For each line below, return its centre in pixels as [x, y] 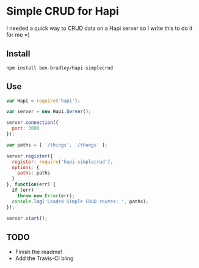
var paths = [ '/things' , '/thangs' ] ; [57, 145]
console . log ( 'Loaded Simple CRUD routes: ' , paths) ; [80, 201]
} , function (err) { [31, 184]
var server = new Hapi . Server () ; [49, 112]
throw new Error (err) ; [46, 196]
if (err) [23, 190]
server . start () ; [27, 218]
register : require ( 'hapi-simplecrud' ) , [63, 162]
